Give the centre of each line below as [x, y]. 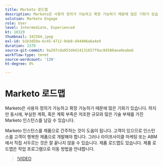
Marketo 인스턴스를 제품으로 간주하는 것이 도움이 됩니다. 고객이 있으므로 [74, 131]
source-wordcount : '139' [30, 59]
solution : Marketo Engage [31, 18]
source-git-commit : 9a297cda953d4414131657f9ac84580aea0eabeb [69, 50]
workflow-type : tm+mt [27, 55]
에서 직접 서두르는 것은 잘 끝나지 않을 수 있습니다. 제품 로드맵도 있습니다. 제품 [78, 143]
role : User [16, 23]
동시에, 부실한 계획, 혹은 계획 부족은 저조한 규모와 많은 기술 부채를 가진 [77, 114]
